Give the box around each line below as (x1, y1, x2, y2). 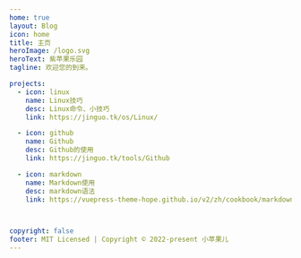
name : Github (25, 137, 74, 146)
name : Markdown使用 (25, 178, 96, 187)
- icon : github (17, 129, 74, 138)
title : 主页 (9, 38, 51, 47)
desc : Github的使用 (25, 145, 94, 155)
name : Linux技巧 (25, 96, 83, 105)
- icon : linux (17, 87, 70, 97)
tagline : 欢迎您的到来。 (9, 64, 92, 73)
